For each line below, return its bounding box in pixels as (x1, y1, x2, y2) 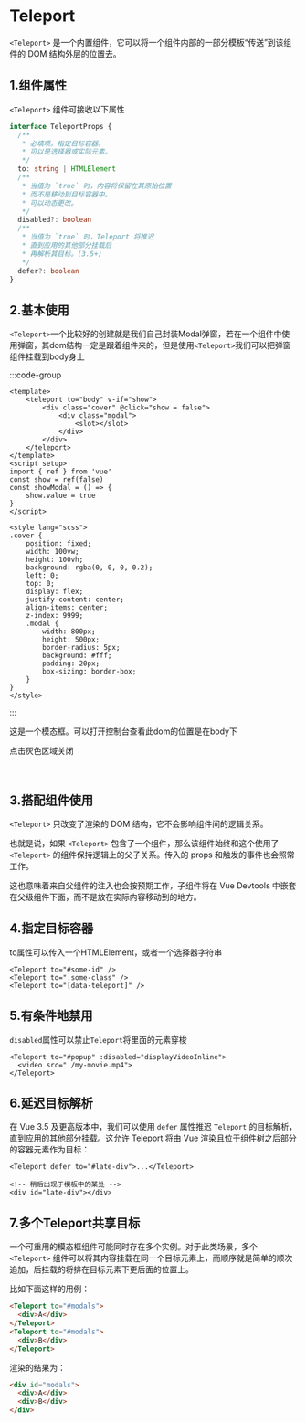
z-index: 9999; (26, 611, 84, 621)
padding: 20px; (42, 659, 100, 668)
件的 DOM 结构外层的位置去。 (9, 48, 121, 59)
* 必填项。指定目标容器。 (21, 139, 105, 148)
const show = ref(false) (9, 475, 104, 484)
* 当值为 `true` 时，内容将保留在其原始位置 (21, 181, 172, 190)
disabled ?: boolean (17, 216, 92, 225)
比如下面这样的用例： (9, 1283, 90, 1294)
